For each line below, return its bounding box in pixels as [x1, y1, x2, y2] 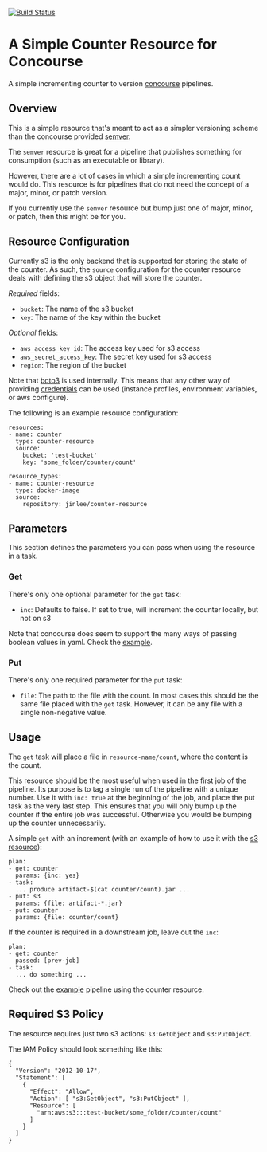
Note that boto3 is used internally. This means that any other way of [8, 375, 230, 385]
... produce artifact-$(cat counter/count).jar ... [15, 885, 191, 893]
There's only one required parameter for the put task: [8, 674, 183, 685]
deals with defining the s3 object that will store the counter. [8, 273, 203, 282]
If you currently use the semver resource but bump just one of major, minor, [8, 203, 253, 213]
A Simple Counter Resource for [8, 36, 217, 53]
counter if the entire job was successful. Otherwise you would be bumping [8, 809, 253, 819]
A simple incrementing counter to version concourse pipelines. [8, 78, 214, 88]
